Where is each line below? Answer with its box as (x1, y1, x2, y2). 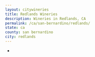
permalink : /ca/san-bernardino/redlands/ (5, 20, 91, 26)
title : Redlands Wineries (5, 12, 57, 17)
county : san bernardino (5, 30, 54, 35)
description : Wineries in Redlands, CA (5, 16, 86, 21)
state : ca (5, 25, 25, 30)
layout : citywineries (5, 7, 49, 12)
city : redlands (5, 35, 36, 39)
